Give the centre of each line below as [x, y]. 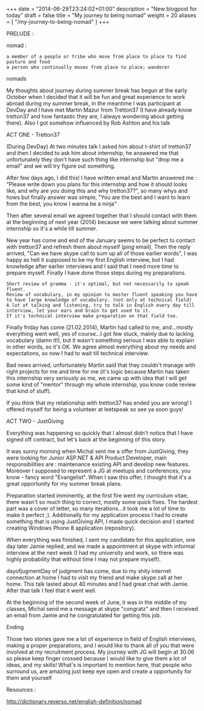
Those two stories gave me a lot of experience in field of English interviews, [101, 639]
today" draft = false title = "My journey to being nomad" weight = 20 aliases [101, 15]
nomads [16, 78]
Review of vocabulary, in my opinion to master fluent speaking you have [102, 295]
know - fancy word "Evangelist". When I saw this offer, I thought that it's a [99, 477]
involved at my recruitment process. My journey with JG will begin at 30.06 [100, 652]
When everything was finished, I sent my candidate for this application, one [101, 540]
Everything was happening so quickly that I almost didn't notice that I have [100, 433]
